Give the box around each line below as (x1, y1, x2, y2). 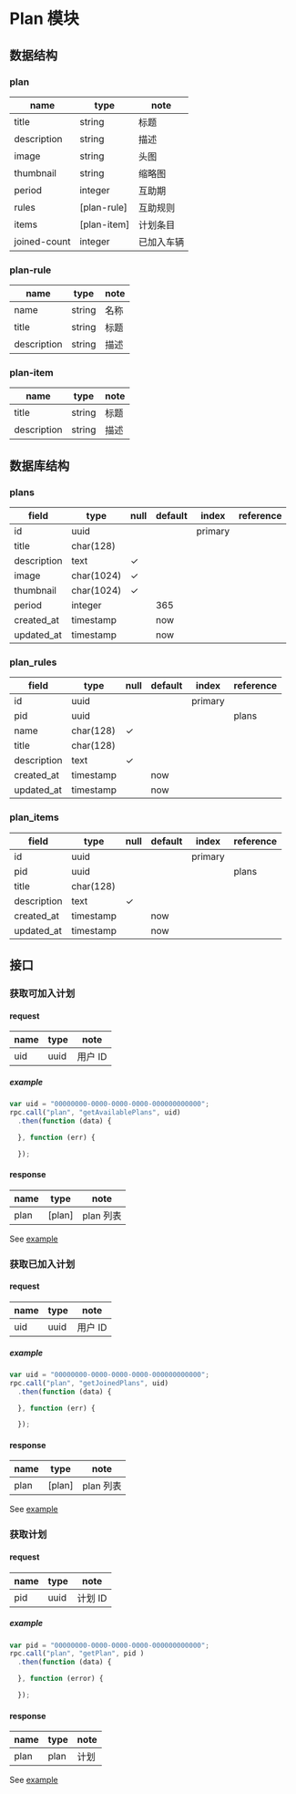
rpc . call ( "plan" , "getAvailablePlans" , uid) (9, 1108, 181, 1117)
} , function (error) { (17, 1675, 104, 1684)
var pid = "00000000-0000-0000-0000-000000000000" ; (9, 1641, 209, 1650)
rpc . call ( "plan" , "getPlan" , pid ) (9, 1649, 145, 1658)
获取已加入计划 (9, 1258, 76, 1270)
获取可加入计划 (9, 987, 76, 1000)
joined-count (14, 234, 71, 247)
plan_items (9, 811, 59, 824)
